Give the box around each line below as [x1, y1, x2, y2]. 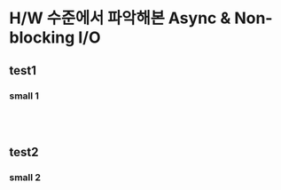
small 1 [9, 90, 40, 102]
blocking [9, 28, 75, 48]
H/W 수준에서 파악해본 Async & [9, 8, 231, 28]
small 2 [9, 171, 42, 184]
